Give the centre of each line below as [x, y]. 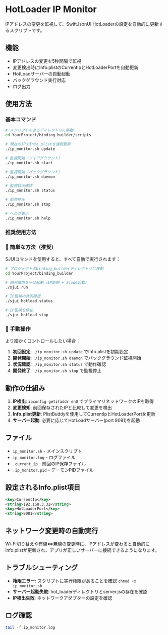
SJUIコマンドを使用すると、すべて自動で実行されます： [63, 259]
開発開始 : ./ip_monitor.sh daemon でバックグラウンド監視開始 [77, 358]
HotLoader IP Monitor [51, 9]
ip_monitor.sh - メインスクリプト [47, 451]
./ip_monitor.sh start [29, 163]
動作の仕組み [25, 388]
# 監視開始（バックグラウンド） [34, 172]
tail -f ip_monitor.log [30, 627]
